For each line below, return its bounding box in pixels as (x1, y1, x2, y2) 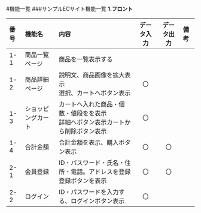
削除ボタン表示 (65, 127, 107, 135)
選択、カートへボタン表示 (59, 89, 131, 97)
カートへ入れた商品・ (59, 100, 119, 108)
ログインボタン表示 (71, 197, 125, 205)
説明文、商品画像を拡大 (59, 71, 125, 79)
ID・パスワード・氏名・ (59, 158, 125, 167)
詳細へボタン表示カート (59, 118, 125, 126)
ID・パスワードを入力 (59, 188, 119, 196)
